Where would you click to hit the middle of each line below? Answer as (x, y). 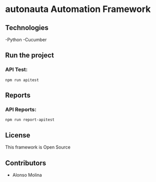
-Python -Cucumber (26, 39)
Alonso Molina (27, 175)
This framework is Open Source (38, 147)
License (18, 135)
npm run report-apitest (30, 120)
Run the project (29, 55)
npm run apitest (22, 80)
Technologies (27, 28)
